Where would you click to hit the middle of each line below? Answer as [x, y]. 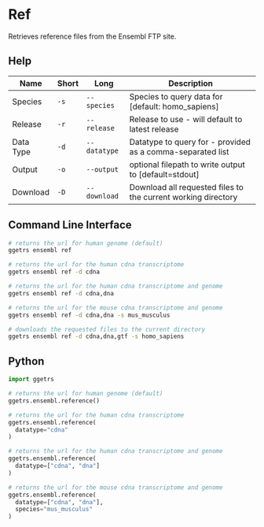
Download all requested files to [186, 187]
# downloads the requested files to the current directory [107, 329]
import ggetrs [31, 380]
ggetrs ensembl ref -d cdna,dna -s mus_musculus [89, 315]
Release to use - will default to [186, 119]
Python [26, 361]
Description [191, 83]
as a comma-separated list [179, 151]
